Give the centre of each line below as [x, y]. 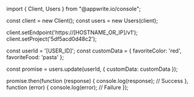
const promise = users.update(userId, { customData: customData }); [92, 69]
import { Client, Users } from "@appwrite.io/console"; [73, 9]
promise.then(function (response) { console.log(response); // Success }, [97, 81]
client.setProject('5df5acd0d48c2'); [51, 39]
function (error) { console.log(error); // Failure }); [67, 87]
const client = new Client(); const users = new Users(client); [82, 20]
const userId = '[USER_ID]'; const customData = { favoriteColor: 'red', [94, 51]
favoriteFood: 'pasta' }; [35, 57]
